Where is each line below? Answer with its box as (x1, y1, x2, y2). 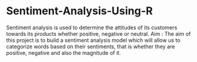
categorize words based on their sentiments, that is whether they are (6, 43, 176, 50)
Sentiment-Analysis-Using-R (6, 4, 153, 18)
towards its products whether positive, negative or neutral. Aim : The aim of (6, 30, 191, 37)
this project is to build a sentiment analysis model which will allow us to (6, 36, 180, 44)
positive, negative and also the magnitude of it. (6, 49, 121, 56)
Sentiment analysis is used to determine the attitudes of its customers (6, 24, 177, 31)
